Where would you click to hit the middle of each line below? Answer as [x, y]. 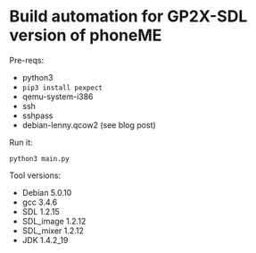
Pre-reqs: [27, 60]
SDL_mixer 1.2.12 [53, 231]
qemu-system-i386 [58, 97]
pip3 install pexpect [62, 88]
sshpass [37, 115]
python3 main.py [39, 158]
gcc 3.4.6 [40, 202]
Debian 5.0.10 [47, 192]
